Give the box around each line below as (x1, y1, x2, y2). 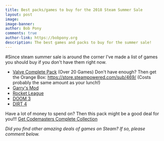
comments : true (5, 31, 37, 36)
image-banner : (5, 21, 35, 27)
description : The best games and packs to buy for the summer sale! (5, 40, 152, 45)
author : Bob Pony (5, 26, 42, 31)
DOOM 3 (12, 95, 31, 101)
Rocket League (12, 90, 44, 96)
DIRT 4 (12, 101, 27, 107)
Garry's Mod (12, 85, 39, 91)
